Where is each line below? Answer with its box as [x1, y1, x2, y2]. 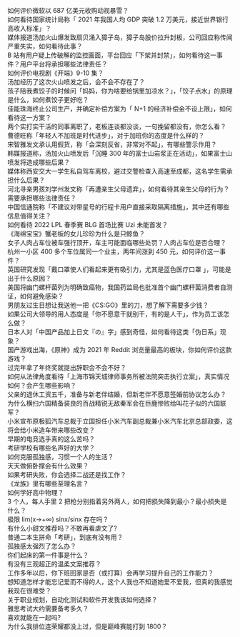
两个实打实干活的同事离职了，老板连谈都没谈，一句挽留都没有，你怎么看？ [7, 122, 226, 131]
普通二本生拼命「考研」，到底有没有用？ [7, 533, 124, 541]
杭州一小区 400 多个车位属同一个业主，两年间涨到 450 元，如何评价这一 [7, 247, 220, 256]
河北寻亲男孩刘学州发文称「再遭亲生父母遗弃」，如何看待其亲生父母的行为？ [7, 185, 230, 193]
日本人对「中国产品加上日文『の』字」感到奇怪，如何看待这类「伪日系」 [7, 328, 220, 336]
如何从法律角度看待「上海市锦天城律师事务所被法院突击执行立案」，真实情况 [7, 372, 230, 381]
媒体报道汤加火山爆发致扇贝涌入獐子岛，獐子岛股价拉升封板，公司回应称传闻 [7, 33, 233, 41]
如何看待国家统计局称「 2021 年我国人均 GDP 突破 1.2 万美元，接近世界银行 [7, 15, 229, 24]
